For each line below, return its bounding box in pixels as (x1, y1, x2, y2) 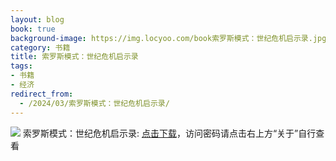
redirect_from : (10, 89, 74, 99)
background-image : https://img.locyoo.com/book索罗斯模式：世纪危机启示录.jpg (10, 33, 327, 43)
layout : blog (10, 14, 65, 25)
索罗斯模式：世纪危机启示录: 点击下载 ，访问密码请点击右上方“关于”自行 (22, 127, 317, 139)
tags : (10, 61, 33, 71)
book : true (10, 24, 56, 34)
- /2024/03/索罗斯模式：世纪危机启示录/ (19, 98, 170, 108)
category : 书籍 (10, 42, 71, 53)
